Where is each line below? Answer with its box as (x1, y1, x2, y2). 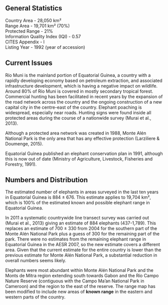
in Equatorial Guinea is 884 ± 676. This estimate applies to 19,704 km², (5, 194, 151, 200)
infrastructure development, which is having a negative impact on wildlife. (5, 83, 158, 89)
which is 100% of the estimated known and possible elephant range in (5, 200, 150, 206)
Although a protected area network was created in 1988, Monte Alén (5, 130, 146, 136)
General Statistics (5, 4, 63, 13)
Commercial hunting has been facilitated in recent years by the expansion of (5, 93, 163, 100)
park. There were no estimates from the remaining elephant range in (5, 236, 146, 242)
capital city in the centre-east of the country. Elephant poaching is (5, 104, 142, 110)
